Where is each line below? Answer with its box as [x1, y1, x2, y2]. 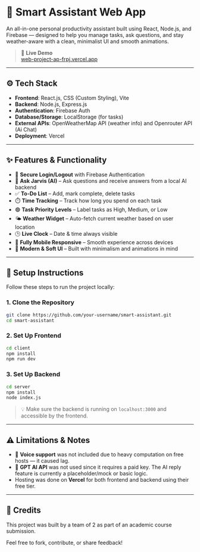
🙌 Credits [6, 506, 42, 516]
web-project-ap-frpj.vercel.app [20, 55, 98, 63]
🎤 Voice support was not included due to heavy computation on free [14, 451, 184, 458]
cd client [6, 345, 31, 351]
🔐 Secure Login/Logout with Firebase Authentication [14, 171, 145, 178]
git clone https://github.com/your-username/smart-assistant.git [6, 312, 171, 318]
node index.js [6, 395, 42, 401]
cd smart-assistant [6, 317, 55, 323]
